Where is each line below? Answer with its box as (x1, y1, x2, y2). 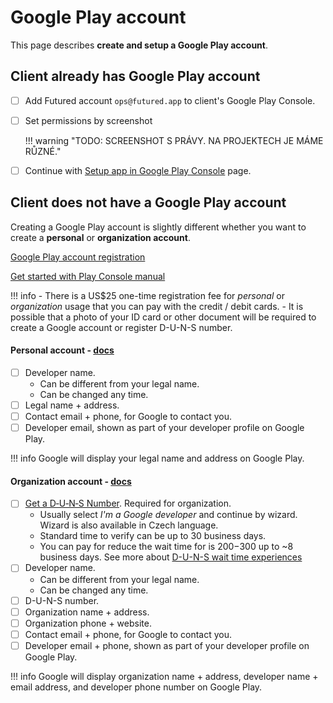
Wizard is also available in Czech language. (39, 519, 219, 531)
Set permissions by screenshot (24, 114, 153, 126)
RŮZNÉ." (24, 145, 62, 157)
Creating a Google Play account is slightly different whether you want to (10, 221, 307, 233)
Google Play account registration (10, 251, 146, 263)
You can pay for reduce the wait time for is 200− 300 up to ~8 (39, 541, 294, 553)
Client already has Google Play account (10, 68, 261, 85)
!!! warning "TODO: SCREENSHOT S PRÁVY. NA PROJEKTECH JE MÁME (24, 134, 324, 146)
